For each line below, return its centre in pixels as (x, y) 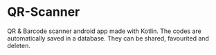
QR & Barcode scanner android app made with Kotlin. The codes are (105, 31)
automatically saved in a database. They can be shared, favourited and (108, 38)
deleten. (19, 45)
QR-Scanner (44, 12)
